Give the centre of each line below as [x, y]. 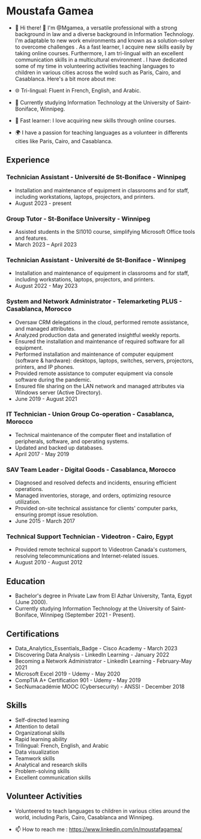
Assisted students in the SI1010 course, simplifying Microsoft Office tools [105, 231]
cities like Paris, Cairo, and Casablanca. [64, 141]
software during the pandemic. [53, 379]
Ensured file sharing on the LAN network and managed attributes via [100, 386]
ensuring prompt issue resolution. [56, 514]
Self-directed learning [42, 720]
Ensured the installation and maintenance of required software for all [100, 341]
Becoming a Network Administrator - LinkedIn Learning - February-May [103, 661]
